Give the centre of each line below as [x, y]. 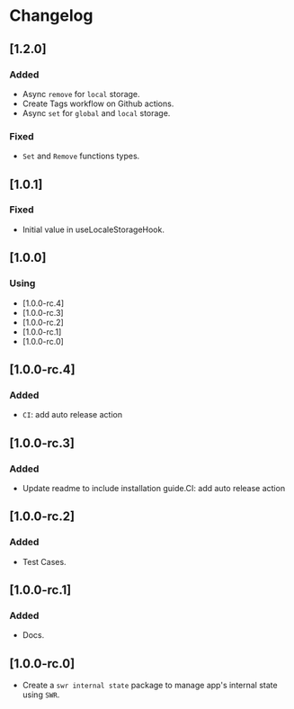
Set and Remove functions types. [81, 156]
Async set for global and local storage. [96, 112]
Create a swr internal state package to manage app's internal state [150, 686]
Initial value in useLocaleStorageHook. [93, 229]
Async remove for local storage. [81, 94]
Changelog [51, 16]
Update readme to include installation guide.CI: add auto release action [154, 488]
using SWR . [41, 695]
